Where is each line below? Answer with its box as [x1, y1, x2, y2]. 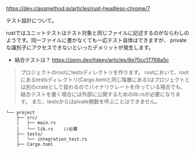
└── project [6, 110, 35, 116]
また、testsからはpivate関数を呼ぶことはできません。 [32, 98, 161, 105]
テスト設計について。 [6, 17, 57, 24]
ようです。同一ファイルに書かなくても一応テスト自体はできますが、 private [6, 37, 187, 43]
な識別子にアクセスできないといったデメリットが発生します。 [6, 44, 154, 51]
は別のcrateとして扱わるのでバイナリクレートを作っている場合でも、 [20, 84, 186, 90]
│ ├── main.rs [16, 120, 57, 126]
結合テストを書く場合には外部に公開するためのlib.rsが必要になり [20, 91, 176, 98]
